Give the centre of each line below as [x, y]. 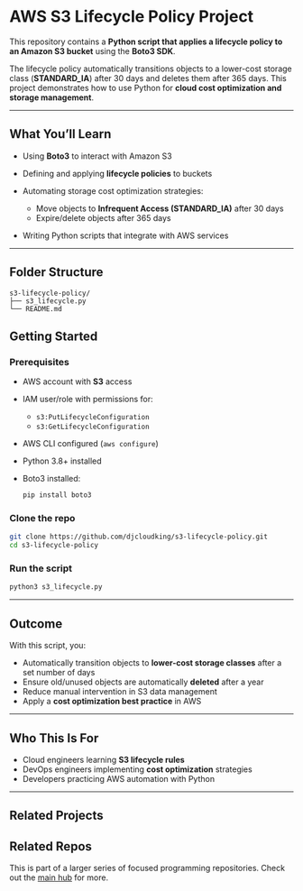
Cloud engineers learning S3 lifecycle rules [103, 759]
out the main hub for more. [59, 877]
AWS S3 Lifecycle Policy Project [132, 17]
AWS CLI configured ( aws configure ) [91, 444]
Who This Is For [54, 738]
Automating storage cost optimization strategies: [113, 190]
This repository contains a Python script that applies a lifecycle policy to [146, 41]
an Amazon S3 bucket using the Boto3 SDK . [92, 51]
